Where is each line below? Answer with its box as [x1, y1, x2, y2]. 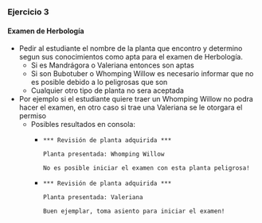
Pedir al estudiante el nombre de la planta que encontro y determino [18, 44, 243, 53]
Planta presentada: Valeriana [42, 194, 143, 202]
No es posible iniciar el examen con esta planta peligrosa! [42, 164, 250, 172]
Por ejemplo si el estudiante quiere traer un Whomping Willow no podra [18, 94, 254, 104]
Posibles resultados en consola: [30, 120, 136, 129]
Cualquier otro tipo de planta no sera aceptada [30, 86, 185, 95]
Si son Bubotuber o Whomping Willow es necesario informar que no [30, 69, 254, 79]
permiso [18, 111, 47, 121]
